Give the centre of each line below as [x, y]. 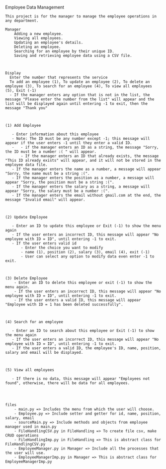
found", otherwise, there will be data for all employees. [68, 383]
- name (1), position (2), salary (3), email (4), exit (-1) [85, 252]
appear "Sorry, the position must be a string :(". [60, 182]
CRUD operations [22, 436]
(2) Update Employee [27, 217]
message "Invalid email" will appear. [45, 200]
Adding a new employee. [39, 34]
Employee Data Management [35, 7]
